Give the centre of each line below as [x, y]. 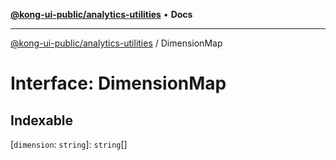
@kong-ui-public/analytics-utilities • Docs [101, 14]
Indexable [42, 120]
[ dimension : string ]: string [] [69, 144]
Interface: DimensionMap [118, 83]
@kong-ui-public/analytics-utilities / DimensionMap [116, 43]
